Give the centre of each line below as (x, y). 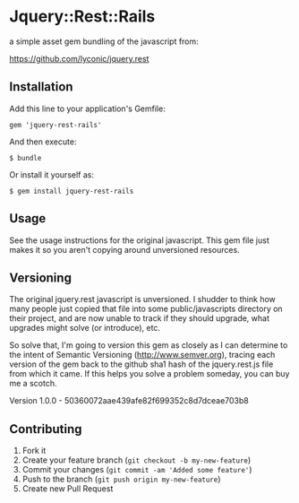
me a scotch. (33, 384)
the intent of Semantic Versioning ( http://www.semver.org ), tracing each (142, 355)
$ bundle (26, 158)
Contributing (46, 429)
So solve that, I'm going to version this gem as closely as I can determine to (149, 345)
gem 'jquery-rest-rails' (56, 125)
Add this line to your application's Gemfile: (87, 108)
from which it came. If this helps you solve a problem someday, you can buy (149, 374)
